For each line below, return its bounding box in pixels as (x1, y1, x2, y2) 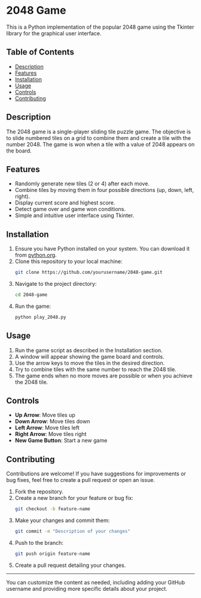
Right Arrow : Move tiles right (14, 431, 87, 438)
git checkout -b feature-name (14, 506, 91, 512)
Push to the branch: (14, 539, 64, 546)
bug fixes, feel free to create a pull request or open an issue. (6, 477, 156, 484)
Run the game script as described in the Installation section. (14, 346, 163, 353)
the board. (6, 147, 32, 154)
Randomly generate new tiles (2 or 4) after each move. (14, 180, 150, 187)
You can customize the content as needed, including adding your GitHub (6, 578, 185, 586)
